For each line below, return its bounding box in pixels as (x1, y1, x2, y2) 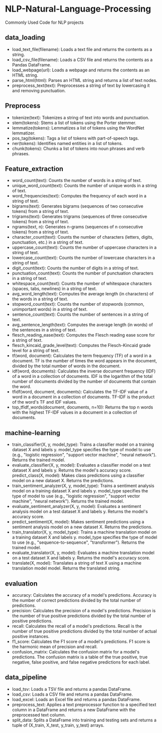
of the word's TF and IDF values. (12, 399, 77, 405)
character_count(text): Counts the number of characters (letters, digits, (12, 234, 154, 240)
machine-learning (5, 428, 60, 437)
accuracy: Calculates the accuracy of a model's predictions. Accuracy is (12, 592, 157, 598)
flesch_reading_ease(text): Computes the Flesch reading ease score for (12, 332, 155, 338)
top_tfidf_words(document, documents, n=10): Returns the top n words (12, 404, 153, 410)
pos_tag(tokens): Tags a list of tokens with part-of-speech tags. (12, 135, 139, 141)
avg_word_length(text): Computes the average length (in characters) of (12, 291, 154, 297)
